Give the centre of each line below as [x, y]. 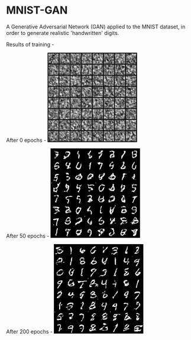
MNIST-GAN [37, 10]
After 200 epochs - [30, 331]
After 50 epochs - [28, 236]
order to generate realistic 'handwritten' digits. [63, 33]
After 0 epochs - [26, 140]
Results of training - [30, 44]
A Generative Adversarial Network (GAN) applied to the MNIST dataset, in [96, 27]
